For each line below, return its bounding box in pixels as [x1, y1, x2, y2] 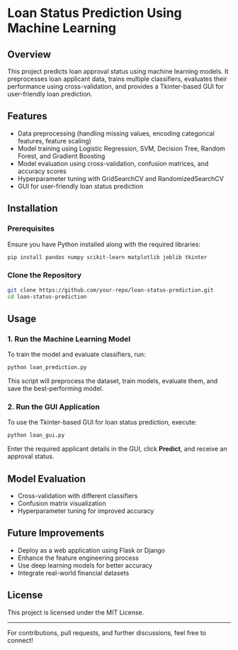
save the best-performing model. [7, 384, 104, 392]
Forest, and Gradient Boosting [17, 151, 106, 160]
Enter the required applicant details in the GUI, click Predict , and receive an [7, 445, 228, 453]
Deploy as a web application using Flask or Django [17, 546, 165, 554]
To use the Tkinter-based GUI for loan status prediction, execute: [7, 418, 197, 426]
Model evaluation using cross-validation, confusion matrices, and [17, 159, 209, 167]
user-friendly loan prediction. [7, 90, 93, 98]
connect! [7, 636, 33, 644]
